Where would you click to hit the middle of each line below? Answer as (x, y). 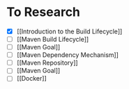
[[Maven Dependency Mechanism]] (68, 55)
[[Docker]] (31, 79)
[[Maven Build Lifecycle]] (53, 39)
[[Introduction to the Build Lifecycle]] (69, 31)
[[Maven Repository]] (47, 63)
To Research (44, 12)
